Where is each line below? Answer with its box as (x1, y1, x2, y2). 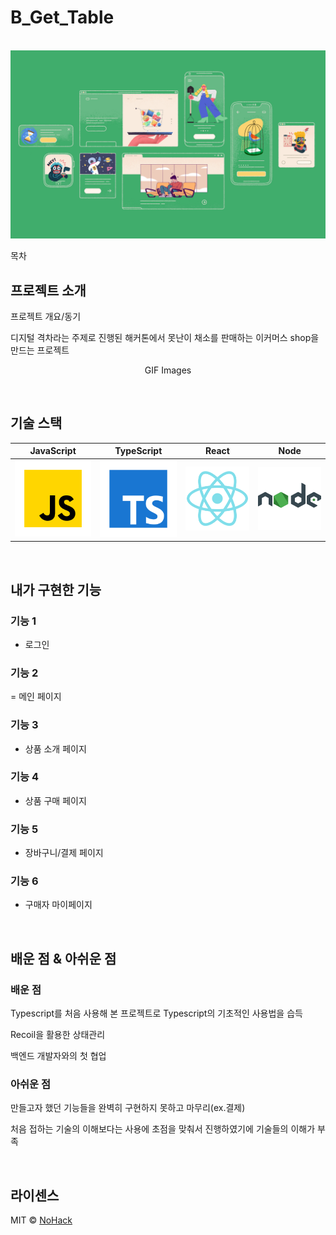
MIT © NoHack (10, 1214, 73, 1226)
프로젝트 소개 (10, 282, 87, 299)
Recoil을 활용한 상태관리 (10, 1029, 106, 1041)
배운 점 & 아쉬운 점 (10, 950, 117, 967)
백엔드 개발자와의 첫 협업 (10, 1050, 107, 1062)
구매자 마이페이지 (24, 899, 93, 911)
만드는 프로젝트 (10, 344, 70, 356)
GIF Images (144, 364, 192, 376)
